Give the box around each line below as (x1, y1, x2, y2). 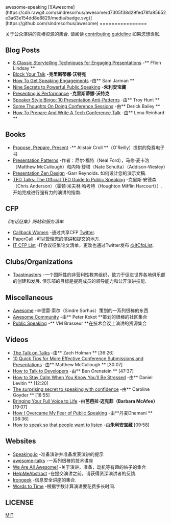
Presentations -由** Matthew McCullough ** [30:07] (12, 361, 123, 367)
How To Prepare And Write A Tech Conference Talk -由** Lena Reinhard (12, 109, 165, 116)
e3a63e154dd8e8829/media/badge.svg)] (5, 15, 92, 21)
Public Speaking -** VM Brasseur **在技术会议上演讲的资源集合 (12, 320, 147, 326)
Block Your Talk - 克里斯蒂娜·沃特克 (12, 71, 86, 77)
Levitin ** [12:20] (12, 380, 48, 386)
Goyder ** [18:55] (12, 392, 50, 398)
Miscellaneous (5, 293, 53, 302)
